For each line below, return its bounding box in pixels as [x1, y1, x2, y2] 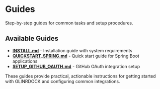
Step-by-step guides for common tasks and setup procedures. [5, 20, 133, 26]
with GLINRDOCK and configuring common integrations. [5, 78, 120, 84]
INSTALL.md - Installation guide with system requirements [12, 47, 133, 53]
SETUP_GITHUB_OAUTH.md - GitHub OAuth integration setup [12, 63, 140, 69]
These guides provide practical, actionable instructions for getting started [5, 73, 156, 79]
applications [12, 58, 38, 64]
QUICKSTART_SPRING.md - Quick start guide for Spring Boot [12, 53, 140, 59]
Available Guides [5, 34, 59, 43]
